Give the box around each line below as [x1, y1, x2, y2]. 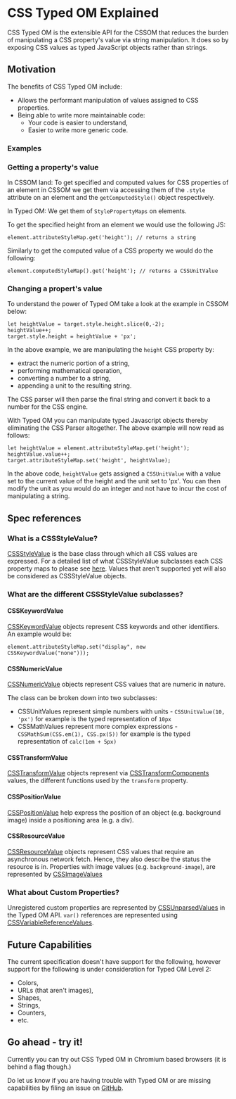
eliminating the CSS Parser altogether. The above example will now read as [7, 424, 225, 432]
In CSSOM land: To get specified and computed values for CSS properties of [7, 178, 229, 186]
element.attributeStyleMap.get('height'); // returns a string [7, 234, 197, 241]
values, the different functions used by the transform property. [7, 776, 188, 785]
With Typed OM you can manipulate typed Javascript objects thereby [7, 417, 209, 425]
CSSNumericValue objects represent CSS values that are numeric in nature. [7, 680, 226, 689]
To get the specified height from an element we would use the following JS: [7, 220, 226, 229]
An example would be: [7, 630, 72, 638]
